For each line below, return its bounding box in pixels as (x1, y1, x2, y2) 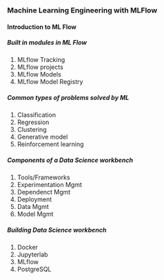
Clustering (17, 126, 47, 134)
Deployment (17, 195, 52, 203)
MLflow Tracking (17, 56, 65, 64)
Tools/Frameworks (17, 173, 70, 181)
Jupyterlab (17, 250, 48, 259)
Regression (17, 118, 50, 126)
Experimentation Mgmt (17, 181, 83, 189)
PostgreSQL (17, 265, 52, 274)
